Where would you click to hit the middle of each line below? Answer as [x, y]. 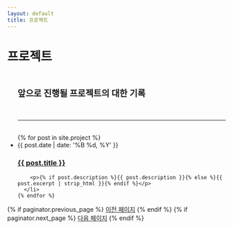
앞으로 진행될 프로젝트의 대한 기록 [81, 94]
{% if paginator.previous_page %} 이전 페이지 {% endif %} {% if [98, 209]
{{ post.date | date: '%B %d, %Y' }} [68, 145]
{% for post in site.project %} [59, 138]
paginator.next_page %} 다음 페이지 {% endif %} [76, 218]
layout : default [31, 13]
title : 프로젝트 [28, 20]
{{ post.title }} [41, 163]
